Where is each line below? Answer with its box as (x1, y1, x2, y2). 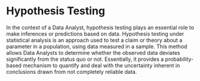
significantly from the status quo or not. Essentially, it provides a (6, 55, 164, 63)
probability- (165, 55, 194, 63)
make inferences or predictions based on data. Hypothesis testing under (6, 30, 184, 37)
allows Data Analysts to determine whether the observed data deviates (6, 49, 180, 56)
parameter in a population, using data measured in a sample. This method (6, 43, 187, 50)
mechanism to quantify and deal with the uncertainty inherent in (23, 61, 180, 69)
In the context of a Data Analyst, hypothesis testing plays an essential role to (6, 24, 195, 31)
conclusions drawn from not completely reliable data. (6, 68, 137, 75)
